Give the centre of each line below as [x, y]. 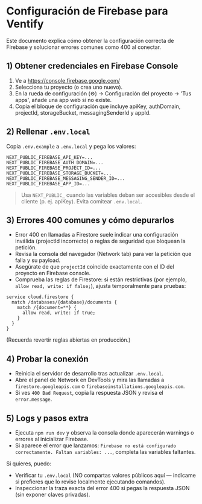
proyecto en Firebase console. [53, 273]
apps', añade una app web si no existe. [63, 100]
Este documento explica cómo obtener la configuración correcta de [90, 40]
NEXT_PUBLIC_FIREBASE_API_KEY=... [50, 157]
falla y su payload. [38, 260]
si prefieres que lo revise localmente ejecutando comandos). [90, 482]
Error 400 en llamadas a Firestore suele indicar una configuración [96, 235]
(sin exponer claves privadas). [52, 494]
